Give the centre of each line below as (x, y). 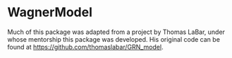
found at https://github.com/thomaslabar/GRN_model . (85, 47)
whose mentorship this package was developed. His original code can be (114, 39)
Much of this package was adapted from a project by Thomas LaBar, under (116, 32)
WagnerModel (50, 12)
